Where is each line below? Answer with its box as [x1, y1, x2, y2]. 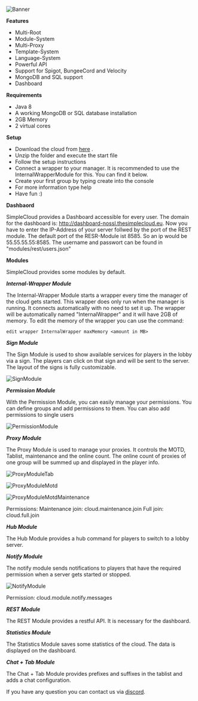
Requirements [6, 92, 42, 98]
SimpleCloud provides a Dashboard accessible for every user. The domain [6, 213, 190, 220]
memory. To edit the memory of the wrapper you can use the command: [6, 317, 184, 324]
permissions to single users [6, 411, 74, 418]
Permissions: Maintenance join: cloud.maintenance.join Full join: [6, 506, 164, 512]
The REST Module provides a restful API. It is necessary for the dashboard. [6, 618, 191, 624]
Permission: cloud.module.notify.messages [6, 594, 112, 601]
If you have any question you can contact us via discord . [6, 688, 145, 695]
